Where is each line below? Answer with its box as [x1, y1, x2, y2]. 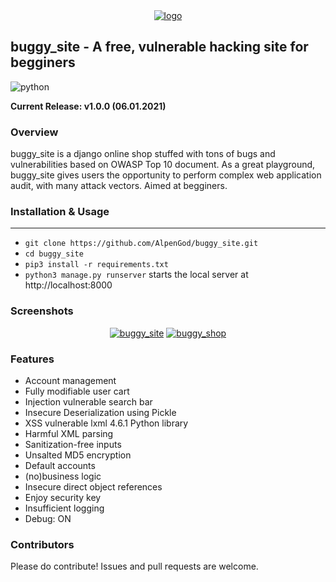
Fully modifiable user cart [24, 385, 130, 397]
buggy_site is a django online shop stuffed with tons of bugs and [10, 148, 276, 160]
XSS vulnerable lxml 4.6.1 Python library [24, 417, 189, 429]
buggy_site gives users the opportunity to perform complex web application [10, 169, 322, 181]
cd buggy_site [24, 249, 84, 259]
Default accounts [24, 460, 96, 471]
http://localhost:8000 [24, 279, 113, 291]
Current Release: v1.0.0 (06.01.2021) [10, 100, 167, 112]
